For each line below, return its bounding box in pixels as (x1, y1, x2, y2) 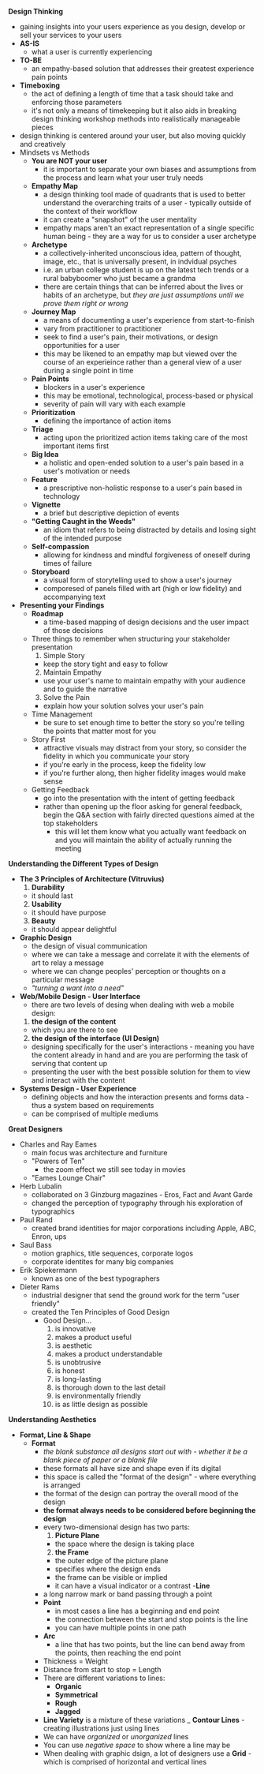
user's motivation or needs (43, 466, 131, 476)
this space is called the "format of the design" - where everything (43, 1472, 256, 1481)
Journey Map (31, 307, 76, 316)
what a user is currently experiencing (31, 47, 153, 56)
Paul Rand (19, 1215, 53, 1224)
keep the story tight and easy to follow (43, 659, 168, 668)
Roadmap (31, 609, 65, 618)
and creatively (19, 140, 66, 148)
